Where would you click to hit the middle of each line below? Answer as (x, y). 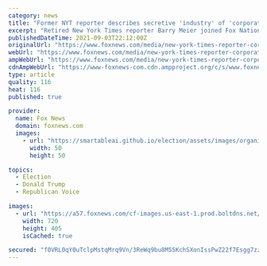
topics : (21, 170)
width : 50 (45, 148)
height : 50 (47, 156)
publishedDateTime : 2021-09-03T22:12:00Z (78, 38)
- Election (33, 177)
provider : (25, 111)
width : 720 (41, 221)
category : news (33, 15)
